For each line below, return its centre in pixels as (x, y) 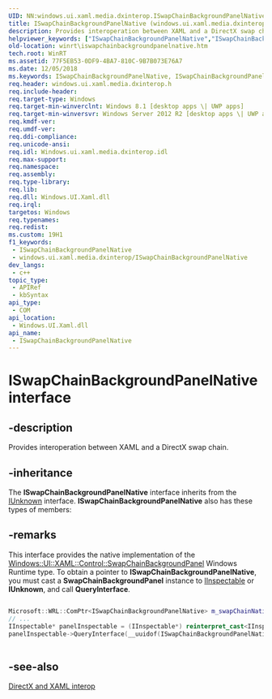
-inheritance (40, 473)
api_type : (25, 303)
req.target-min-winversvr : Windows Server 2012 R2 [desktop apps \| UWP (134, 114)
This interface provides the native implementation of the (102, 554)
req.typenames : (34, 220)
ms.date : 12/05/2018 (43, 69)
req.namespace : (34, 167)
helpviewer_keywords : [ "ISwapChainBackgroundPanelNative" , (110, 39)
